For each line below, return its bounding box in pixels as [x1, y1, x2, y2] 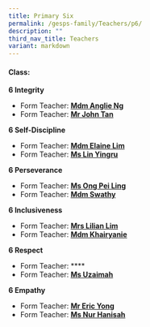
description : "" [8, 27, 63, 35]
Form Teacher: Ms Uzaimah [19, 269, 114, 280]
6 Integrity [8, 85, 44, 95]
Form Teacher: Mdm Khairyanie [19, 230, 127, 239]
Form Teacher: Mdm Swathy [19, 190, 116, 200]
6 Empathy [8, 286, 46, 295]
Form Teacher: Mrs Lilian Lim [19, 221, 119, 231]
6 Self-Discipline [8, 125, 66, 135]
